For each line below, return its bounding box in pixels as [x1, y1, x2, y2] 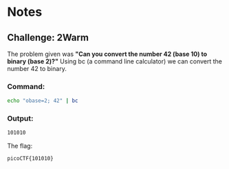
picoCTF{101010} [7, 155, 54, 162]
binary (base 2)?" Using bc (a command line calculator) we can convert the [7, 57, 222, 66]
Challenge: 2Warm [7, 32, 89, 43]
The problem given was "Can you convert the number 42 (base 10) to [7, 50, 208, 58]
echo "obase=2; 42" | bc [7, 97, 78, 104]
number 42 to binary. [7, 65, 67, 72]
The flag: [7, 142, 33, 150]
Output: [7, 114, 34, 123]
